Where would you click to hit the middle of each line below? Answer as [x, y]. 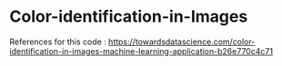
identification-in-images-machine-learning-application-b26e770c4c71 [141, 51]
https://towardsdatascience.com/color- [181, 42]
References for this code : [58, 42]
